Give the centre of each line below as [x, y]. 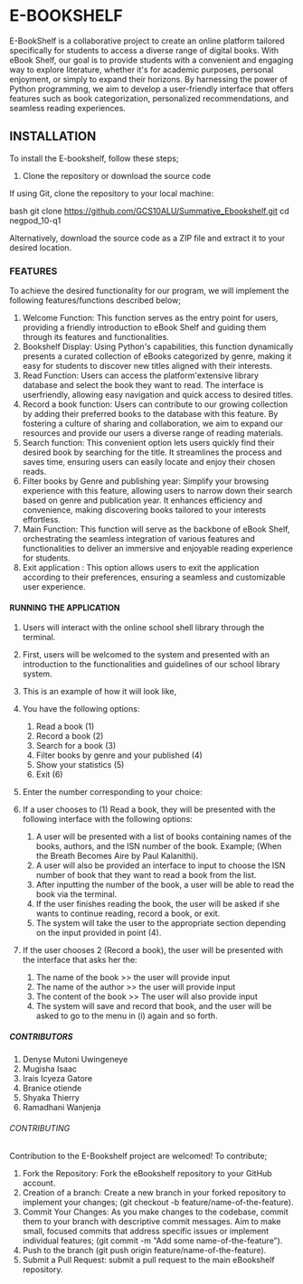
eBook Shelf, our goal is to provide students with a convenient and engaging [151, 60]
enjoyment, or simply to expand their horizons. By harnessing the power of [148, 79]
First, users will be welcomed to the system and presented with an [146, 655]
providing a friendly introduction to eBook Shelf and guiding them [144, 327]
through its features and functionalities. [95, 337]
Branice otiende [52, 1088]
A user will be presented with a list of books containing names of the [164, 836]
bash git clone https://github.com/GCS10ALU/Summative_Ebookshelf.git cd [149, 211]
